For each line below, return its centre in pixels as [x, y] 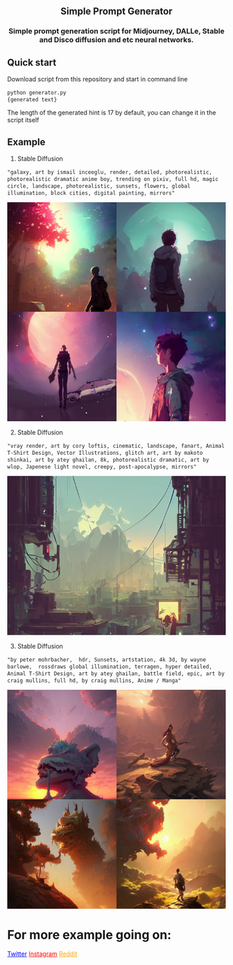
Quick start [32, 62]
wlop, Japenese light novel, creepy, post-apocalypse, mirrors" [102, 467]
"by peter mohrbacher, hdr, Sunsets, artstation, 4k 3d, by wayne [107, 660]
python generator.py [37, 93]
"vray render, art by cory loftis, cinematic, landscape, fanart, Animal [116, 446]
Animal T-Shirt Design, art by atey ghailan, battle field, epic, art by [116, 674]
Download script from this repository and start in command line [97, 79]
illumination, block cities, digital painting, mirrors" [91, 193]
